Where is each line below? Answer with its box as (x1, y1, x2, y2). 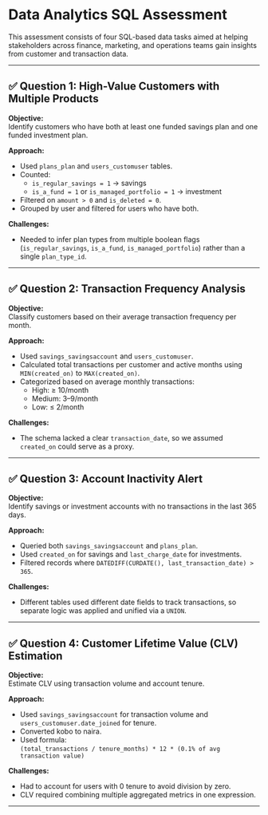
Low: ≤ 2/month (31, 402, 85, 412)
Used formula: (19, 735, 67, 745)
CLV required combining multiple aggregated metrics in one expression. (19, 790, 257, 800)
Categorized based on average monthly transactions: (19, 377, 195, 386)
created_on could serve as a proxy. (19, 441, 135, 451)
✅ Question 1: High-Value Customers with (8, 80, 220, 93)
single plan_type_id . (19, 251, 87, 261)
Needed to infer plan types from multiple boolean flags (19, 234, 200, 244)
